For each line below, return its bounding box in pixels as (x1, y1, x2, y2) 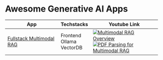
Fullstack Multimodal (7, 35, 55, 42)
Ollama (60, 38, 77, 45)
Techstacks (60, 21, 88, 28)
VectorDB (60, 44, 83, 51)
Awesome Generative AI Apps (5, 3, 128, 15)
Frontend (60, 32, 81, 39)
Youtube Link (108, 21, 140, 28)
